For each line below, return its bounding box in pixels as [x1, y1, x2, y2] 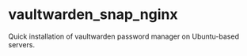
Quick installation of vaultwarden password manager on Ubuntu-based [8, 32, 240, 41]
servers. [8, 39, 36, 49]
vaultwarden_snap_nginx [8, 6, 178, 24]
